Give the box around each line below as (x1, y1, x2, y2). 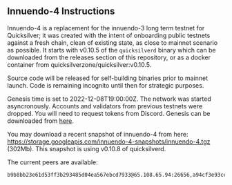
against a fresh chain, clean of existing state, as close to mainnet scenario (7, 38, 218, 47)
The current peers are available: (7, 158, 98, 166)
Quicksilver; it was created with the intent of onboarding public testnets (7, 31, 211, 39)
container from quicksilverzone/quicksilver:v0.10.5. (7, 60, 152, 68)
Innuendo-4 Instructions (7, 6, 115, 17)
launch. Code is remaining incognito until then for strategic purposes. (7, 81, 204, 89)
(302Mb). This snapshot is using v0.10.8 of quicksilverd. (7, 144, 166, 153)
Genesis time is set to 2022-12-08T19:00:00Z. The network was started (7, 95, 212, 103)
